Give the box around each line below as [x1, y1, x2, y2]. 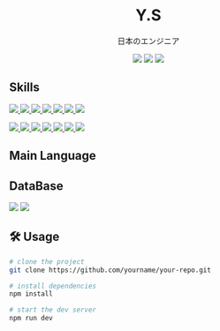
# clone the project [9, 257, 86, 266]
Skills [9, 80, 40, 95]
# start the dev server [9, 305, 97, 314]
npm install [9, 290, 53, 298]
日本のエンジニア [118, 35, 179, 46]
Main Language [9, 148, 96, 163]
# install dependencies [9, 282, 97, 290]
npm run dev [9, 314, 53, 323]
